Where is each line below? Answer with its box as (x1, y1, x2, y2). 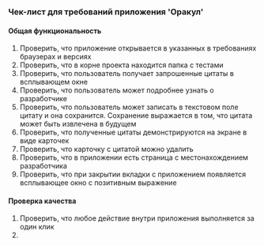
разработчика (19, 161, 67, 171)
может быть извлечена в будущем (19, 119, 137, 129)
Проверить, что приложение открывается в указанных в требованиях (19, 44, 257, 53)
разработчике (19, 94, 67, 104)
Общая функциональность (8, 26, 102, 36)
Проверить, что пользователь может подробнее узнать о (19, 85, 215, 95)
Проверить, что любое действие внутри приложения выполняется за (19, 214, 255, 223)
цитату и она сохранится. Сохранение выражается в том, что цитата (19, 111, 253, 120)
